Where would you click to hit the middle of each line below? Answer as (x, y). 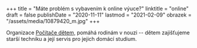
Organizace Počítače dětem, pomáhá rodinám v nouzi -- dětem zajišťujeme (98, 33)
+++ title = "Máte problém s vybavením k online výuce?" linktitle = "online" (97, 9)
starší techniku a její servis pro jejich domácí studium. (72, 39)
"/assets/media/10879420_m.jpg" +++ (53, 21)
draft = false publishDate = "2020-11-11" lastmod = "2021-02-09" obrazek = (99, 15)
